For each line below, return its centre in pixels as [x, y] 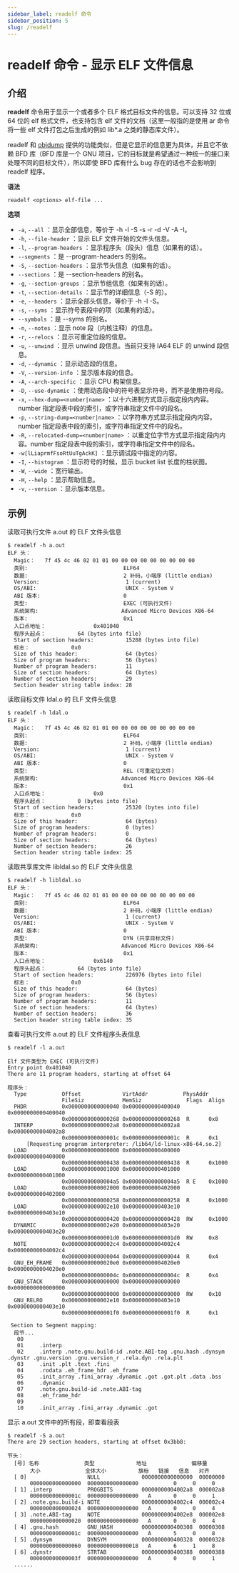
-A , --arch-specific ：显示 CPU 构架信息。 [81, 381]
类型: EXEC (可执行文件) [93, 604]
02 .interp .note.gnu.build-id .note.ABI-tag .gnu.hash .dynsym [121, 1352]
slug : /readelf [30, 27]
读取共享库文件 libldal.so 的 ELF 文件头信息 [70, 867]
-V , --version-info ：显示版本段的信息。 [77, 373]
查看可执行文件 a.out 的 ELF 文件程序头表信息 [74, 1034]
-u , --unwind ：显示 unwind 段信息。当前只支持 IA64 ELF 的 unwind [116, 346]
